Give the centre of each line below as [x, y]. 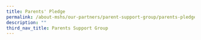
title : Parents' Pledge [36, 11]
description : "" [26, 22]
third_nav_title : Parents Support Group [57, 28]
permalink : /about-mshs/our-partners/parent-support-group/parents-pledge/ [103, 17]
